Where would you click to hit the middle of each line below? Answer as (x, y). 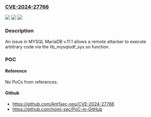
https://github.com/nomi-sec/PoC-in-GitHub (57, 109)
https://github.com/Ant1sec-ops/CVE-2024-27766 (63, 104)
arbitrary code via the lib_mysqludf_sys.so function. (57, 47)
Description (19, 31)
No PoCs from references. (31, 82)
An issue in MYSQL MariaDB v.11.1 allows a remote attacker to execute (76, 41)
